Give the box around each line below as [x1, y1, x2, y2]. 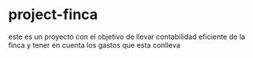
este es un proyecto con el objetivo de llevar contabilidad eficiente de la [8, 32, 246, 41]
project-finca [8, 6, 98, 24]
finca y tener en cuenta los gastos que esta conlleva [8, 40, 181, 49]
